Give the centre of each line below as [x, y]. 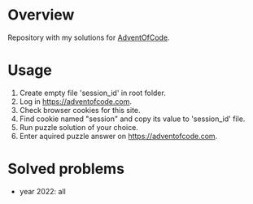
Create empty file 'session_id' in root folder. [92, 93]
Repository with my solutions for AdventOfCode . [89, 37]
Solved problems [66, 169]
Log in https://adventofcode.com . [75, 101]
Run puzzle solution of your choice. [79, 127]
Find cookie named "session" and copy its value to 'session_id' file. [132, 119]
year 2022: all [42, 191]
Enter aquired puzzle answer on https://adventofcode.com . [118, 136]
